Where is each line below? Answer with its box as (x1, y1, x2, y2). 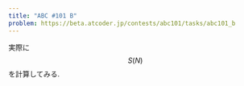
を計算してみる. (8, 69, 60, 79)
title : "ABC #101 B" (8, 11, 78, 20)
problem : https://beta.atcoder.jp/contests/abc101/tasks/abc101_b (8, 19, 236, 27)
